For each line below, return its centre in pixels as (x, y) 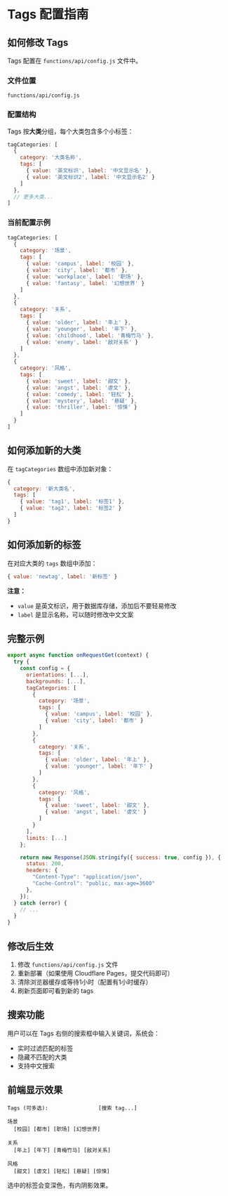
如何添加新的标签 (44, 545)
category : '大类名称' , (51, 158)
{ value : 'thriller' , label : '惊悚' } (81, 407)
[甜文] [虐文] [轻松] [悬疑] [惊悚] (62, 1171)
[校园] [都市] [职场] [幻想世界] (57, 1129)
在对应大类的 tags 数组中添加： (52, 563)
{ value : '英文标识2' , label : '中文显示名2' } (90, 177)
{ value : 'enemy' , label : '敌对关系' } (82, 342)
